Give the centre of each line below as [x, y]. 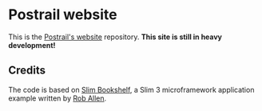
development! [32, 45]
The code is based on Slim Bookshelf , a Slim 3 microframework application [131, 89]
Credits [27, 71]
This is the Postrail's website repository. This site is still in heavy [115, 37]
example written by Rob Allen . [58, 98]
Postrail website [63, 15]
